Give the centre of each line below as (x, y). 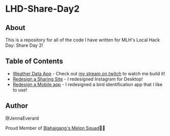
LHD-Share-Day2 (42, 9)
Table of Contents (34, 61)
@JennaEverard (22, 118)
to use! (20, 90)
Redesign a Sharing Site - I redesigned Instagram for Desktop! (78, 79)
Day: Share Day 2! (24, 45)
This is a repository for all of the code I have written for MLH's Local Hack (83, 40)
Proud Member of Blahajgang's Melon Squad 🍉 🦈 (55, 128)
